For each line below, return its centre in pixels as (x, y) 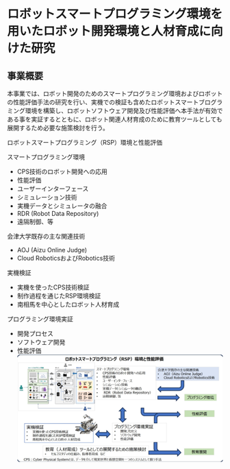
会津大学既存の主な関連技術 (46, 236)
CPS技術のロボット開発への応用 (62, 171)
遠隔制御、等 (35, 221)
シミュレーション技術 (47, 197)
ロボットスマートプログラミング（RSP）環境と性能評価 (85, 142)
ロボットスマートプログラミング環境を (115, 14)
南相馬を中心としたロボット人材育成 (68, 304)
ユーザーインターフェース (53, 189)
